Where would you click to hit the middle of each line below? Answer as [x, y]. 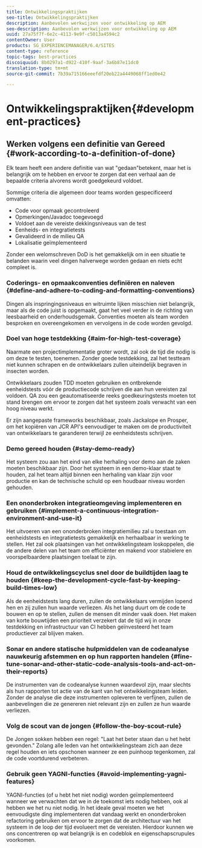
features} [21, 782]
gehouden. [20, 488]
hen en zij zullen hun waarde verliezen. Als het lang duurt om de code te [96, 607]
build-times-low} [32, 588]
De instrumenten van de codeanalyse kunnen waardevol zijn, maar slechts [99, 685]
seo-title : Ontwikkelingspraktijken [52, 18]
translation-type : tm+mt [37, 68]
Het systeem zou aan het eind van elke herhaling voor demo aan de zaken [98, 462]
